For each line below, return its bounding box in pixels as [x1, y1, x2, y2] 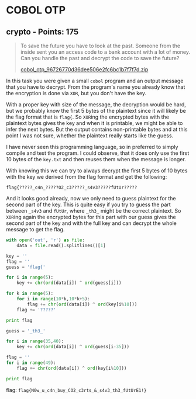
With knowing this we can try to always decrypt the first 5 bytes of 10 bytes [6, 167, 188, 174]
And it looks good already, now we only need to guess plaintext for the [6, 195, 177, 202]
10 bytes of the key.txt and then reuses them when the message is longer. [6, 156, 186, 162]
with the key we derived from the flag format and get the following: [6, 174, 167, 180]
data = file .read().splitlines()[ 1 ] [16, 242, 106, 248]
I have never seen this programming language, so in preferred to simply [6, 144, 178, 150]
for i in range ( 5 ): [6, 275, 54, 280]
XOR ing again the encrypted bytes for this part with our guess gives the [6, 214, 177, 220]
